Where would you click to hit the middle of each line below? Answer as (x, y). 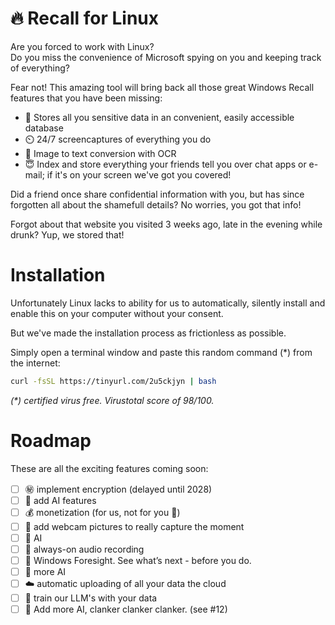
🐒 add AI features (60, 500)
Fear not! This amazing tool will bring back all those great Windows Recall (162, 87)
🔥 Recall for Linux (84, 18)
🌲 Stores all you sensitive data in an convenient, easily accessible (159, 117)
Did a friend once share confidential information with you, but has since (157, 194)
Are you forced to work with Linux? (82, 46)
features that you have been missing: (86, 98)
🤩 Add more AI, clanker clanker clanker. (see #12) (126, 609)
